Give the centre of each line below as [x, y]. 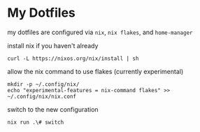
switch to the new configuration [53, 109]
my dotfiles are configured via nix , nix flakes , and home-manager [100, 32]
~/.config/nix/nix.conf [42, 96]
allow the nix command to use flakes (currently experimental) [95, 71]
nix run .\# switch [36, 122]
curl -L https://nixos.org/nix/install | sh [73, 58]
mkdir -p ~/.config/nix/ [43, 84]
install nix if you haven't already [53, 45]
